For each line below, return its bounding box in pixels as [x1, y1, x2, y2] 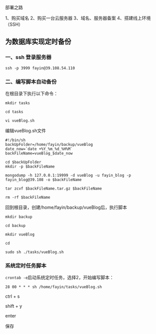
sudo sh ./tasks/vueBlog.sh [5, 249, 64, 255]
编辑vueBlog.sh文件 [5, 127, 46, 133]
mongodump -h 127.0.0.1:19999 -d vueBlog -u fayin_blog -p [5, 173, 131, 178]
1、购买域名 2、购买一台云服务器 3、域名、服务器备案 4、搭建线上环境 [5, 15, 151, 21]
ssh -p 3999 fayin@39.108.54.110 [5, 65, 75, 70]
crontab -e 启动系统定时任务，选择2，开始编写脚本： [5, 275, 114, 281]
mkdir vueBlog [5, 232, 35, 237]
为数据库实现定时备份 [5, 37, 71, 46]
